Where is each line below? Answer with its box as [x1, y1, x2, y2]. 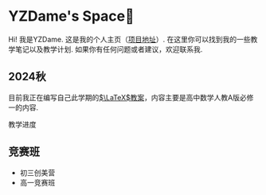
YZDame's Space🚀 [8, 7, 135, 25]
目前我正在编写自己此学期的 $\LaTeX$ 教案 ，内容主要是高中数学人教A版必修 [8, 92, 254, 102]
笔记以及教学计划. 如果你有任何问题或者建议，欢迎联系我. [14, 44, 203, 54]
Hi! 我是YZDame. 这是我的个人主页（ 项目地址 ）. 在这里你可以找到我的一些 [8, 34, 251, 44]
